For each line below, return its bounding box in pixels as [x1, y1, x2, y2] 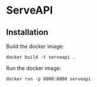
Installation [6, 27, 48, 37]
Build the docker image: [6, 43, 64, 50]
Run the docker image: [6, 65, 62, 72]
